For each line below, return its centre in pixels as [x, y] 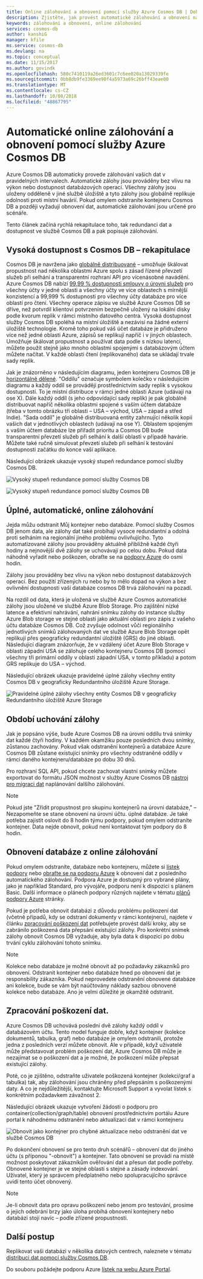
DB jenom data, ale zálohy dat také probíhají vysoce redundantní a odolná [98, 531]
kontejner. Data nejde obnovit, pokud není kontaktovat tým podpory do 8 [97, 827]
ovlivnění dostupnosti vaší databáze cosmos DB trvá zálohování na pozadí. [99, 588]
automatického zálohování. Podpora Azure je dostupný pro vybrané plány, [98, 879]
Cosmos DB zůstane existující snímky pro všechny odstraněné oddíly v [94, 753]
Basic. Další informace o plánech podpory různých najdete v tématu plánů [98, 892]
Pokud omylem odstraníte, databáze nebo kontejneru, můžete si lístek [93, 867]
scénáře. [17, 213]
